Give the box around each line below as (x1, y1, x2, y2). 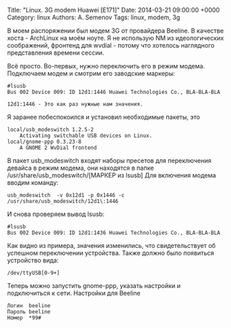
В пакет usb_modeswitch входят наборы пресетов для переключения (7, 157, 212, 164)
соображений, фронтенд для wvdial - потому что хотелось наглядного (7, 41, 215, 49)
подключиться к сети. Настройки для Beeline (7, 289, 141, 297)
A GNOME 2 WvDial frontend (19, 144, 97, 151)
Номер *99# (7, 314, 41, 321)
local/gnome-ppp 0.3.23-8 (7, 138, 81, 145)
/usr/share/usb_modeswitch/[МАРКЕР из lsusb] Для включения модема (7, 171, 217, 179)
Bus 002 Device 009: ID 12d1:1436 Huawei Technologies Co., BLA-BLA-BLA (7, 229, 221, 236)
